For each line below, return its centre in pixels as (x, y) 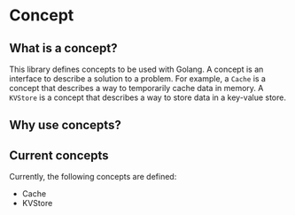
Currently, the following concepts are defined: (93, 177)
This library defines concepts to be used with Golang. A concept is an (136, 69)
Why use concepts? (65, 125)
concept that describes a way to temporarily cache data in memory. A (136, 88)
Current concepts (59, 155)
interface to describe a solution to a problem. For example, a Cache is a (137, 79)
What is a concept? (63, 48)
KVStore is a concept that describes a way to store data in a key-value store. (147, 97)
